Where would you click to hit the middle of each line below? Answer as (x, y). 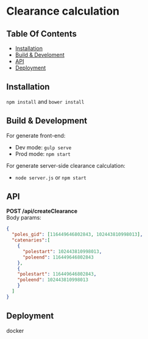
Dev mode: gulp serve (43, 147)
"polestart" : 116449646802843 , (57, 274)
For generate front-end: (36, 135)
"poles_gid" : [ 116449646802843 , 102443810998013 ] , (77, 235)
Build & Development (47, 121)
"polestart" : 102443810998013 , (62, 251)
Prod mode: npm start (43, 154)
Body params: (24, 218)
